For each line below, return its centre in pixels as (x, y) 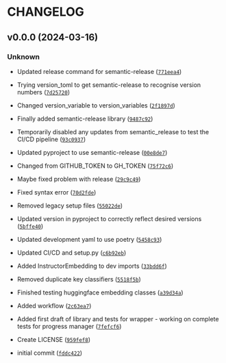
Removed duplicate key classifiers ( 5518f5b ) (79, 279)
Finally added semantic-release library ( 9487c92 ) (85, 118)
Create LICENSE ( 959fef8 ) (54, 339)
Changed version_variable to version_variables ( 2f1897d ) (96, 105)
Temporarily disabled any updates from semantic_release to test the (113, 132)
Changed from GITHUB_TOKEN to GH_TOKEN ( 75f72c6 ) (95, 166)
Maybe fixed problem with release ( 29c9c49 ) (79, 179)
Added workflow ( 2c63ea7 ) (54, 305)
